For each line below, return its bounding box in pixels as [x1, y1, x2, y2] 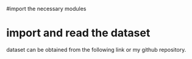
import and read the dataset [6, 26, 151, 40]
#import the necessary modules [6, 5, 87, 12]
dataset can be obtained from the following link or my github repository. [6, 46, 187, 53]
